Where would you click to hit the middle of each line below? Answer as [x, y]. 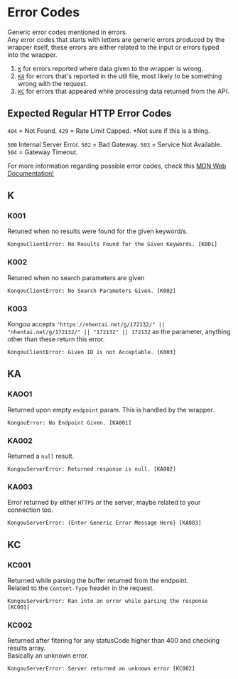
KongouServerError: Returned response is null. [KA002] [92, 469]
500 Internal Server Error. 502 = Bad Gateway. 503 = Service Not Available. [115, 144]
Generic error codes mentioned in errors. [67, 32]
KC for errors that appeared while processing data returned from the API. [123, 91]
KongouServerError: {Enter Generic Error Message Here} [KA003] [104, 523]
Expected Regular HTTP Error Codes [90, 113]
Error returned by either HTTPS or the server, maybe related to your [104, 503]
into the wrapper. [32, 55]
